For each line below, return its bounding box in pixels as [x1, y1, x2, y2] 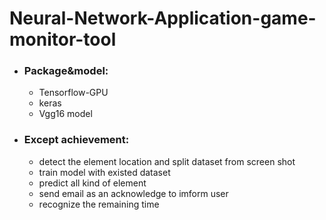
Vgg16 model [38, 108, 93, 120]
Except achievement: [23, 133, 130, 147]
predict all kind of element [38, 177, 147, 189]
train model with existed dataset [38, 166, 171, 178]
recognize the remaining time [38, 198, 160, 210]
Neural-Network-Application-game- [9, 7, 317, 30]
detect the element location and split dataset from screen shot [38, 155, 296, 167]
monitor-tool [9, 28, 117, 51]
